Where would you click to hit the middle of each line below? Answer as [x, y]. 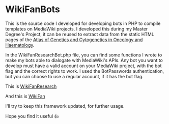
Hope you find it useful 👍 [32, 116]
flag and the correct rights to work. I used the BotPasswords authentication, [85, 71]
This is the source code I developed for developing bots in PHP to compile [83, 23]
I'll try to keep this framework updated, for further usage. [65, 106]
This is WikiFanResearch [31, 86]
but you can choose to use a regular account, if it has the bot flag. [74, 76]
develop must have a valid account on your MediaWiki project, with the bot [83, 66]
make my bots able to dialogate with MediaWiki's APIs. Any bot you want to [84, 60]
